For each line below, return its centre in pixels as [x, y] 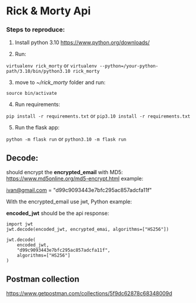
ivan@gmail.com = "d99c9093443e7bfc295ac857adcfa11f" [79, 190]
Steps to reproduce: [36, 30]
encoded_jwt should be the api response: [57, 214]
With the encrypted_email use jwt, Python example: [69, 202]
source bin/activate [32, 94]
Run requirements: [38, 104]
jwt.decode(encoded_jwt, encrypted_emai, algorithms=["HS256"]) [88, 230]
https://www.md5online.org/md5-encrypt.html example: [75, 179]
